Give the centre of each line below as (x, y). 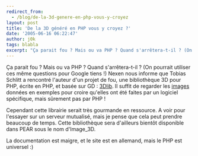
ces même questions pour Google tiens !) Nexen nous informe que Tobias (96, 73)
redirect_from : (25, 12)
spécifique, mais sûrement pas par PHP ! (56, 98)
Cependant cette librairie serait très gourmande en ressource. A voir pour (96, 110)
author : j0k (21, 39)
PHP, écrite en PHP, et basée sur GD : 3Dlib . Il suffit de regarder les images (98, 86)
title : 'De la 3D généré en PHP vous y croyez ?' (69, 28)
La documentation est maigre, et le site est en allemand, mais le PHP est (94, 141)
